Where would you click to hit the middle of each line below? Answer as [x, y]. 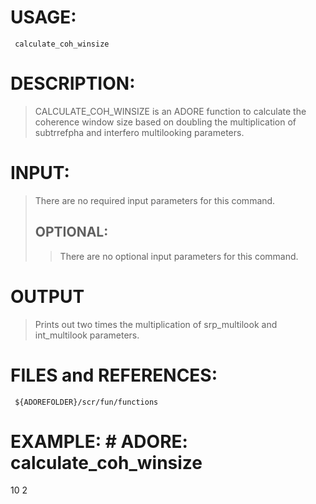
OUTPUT [47, 296]
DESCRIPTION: [73, 83]
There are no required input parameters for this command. [155, 200]
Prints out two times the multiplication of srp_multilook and [156, 324]
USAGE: [43, 17]
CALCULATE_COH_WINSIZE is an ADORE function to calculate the [170, 111]
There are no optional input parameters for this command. [179, 256]
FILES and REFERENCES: [114, 375]
